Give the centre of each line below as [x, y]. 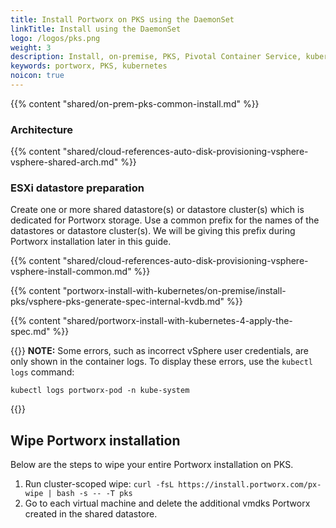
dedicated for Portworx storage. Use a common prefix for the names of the [165, 220]
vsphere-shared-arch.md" [64, 162]
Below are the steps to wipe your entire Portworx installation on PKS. [152, 465]
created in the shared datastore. [91, 514]
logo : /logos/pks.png [55, 38]
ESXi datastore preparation [77, 188]
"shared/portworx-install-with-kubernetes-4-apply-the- [177, 321]
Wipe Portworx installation [95, 440]
